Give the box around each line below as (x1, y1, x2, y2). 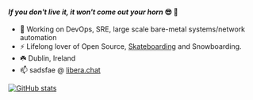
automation (19, 33, 57, 43)
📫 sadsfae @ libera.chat (19, 65, 101, 75)
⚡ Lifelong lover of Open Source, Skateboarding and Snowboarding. (19, 42, 242, 51)
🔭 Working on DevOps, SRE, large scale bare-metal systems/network (19, 24, 246, 34)
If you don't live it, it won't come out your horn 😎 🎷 (8, 7, 178, 17)
